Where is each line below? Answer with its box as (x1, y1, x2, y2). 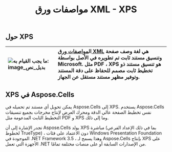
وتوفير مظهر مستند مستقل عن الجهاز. (57, 73, 140, 80)
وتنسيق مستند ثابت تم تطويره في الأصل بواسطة (57, 54, 162, 61)
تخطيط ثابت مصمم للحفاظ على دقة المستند (57, 67, 153, 74)
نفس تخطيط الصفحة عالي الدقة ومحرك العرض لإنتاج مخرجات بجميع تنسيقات (5, 109, 152, 116)
